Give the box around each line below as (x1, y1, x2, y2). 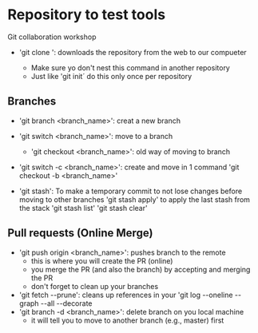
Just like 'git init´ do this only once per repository (30, 71, 193, 81)
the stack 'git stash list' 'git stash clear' (18, 203, 149, 212)
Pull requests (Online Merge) (7, 226, 153, 240)
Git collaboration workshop (7, 32, 97, 42)
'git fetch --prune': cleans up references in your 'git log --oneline (18, 290, 233, 299)
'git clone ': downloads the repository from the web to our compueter (18, 47, 247, 57)
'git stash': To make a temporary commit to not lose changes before (18, 186, 243, 196)
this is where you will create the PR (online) (30, 256, 173, 265)
